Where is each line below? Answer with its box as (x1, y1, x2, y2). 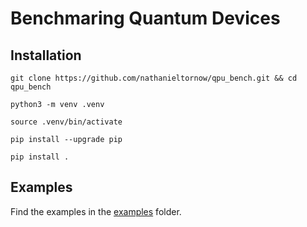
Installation (10, 47, 82, 64)
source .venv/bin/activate (10, 117, 123, 127)
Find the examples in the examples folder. (10, 205, 182, 217)
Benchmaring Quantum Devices (10, 7, 281, 30)
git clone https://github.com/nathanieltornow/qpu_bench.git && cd (10, 73, 298, 83)
